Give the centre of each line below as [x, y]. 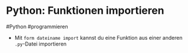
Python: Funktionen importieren [85, 11]
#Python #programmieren [37, 26]
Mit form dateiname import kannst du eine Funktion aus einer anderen [98, 37]
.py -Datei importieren [41, 44]
